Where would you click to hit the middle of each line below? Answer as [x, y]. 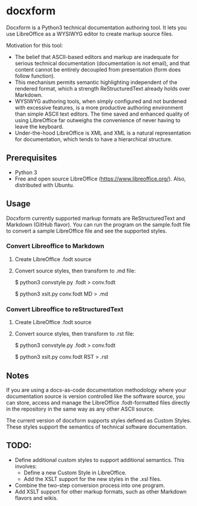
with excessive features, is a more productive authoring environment [99, 107]
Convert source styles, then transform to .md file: [75, 271]
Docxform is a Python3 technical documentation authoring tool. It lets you [97, 27]
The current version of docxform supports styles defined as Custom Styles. [99, 420]
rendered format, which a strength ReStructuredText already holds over [102, 88]
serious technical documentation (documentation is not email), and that [102, 63]
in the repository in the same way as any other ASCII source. [80, 409]
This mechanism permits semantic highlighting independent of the [96, 82]
